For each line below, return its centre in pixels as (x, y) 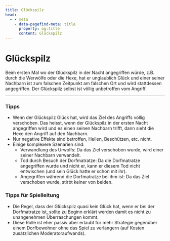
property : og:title (39, 29)
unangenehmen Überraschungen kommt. (55, 217)
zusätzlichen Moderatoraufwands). (49, 233)
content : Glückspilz (40, 33)
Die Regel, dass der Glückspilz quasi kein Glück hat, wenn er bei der (84, 206)
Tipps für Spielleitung (32, 195)
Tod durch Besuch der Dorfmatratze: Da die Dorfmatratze (80, 160)
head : (11, 15)
